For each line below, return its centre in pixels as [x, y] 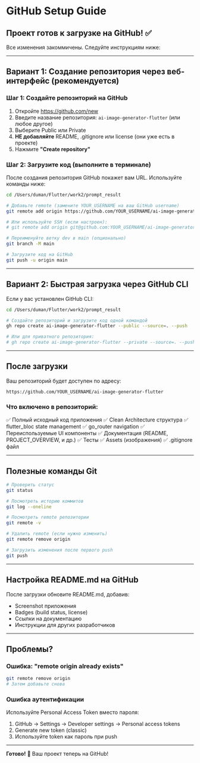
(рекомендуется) [85, 81]
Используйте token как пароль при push [66, 737]
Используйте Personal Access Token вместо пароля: [73, 712]
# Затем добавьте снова [36, 684]
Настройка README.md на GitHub [72, 580]
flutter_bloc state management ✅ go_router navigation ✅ [76, 427]
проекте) [26, 143]
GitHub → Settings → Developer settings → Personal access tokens [97, 724]
